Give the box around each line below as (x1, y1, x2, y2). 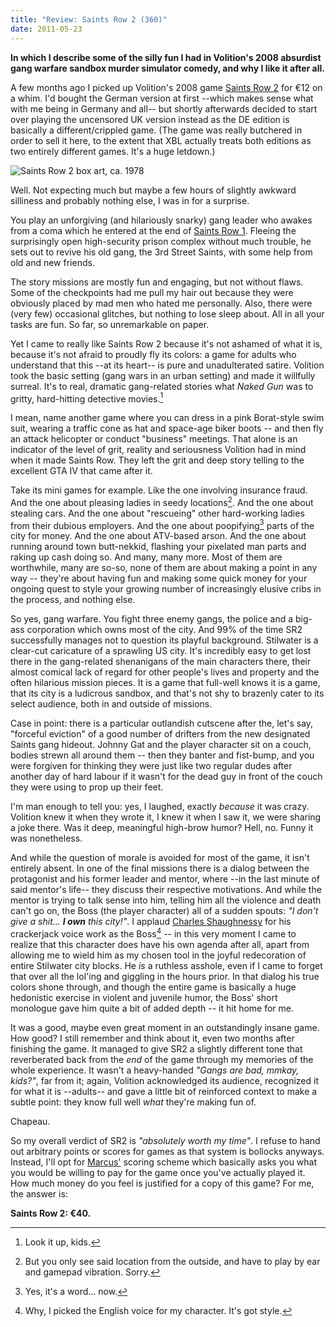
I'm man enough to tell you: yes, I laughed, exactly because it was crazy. (10, 801, 310, 813)
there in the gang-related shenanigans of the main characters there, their (10, 656, 312, 668)
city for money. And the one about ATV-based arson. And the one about (10, 530, 307, 542)
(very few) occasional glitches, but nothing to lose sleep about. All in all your (10, 307, 325, 320)
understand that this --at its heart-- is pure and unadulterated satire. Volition (10, 359, 325, 371)
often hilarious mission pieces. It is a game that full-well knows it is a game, (10, 677, 321, 689)
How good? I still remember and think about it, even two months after (10, 1032, 295, 1045)
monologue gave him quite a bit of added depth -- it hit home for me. (10, 1002, 295, 1015)
